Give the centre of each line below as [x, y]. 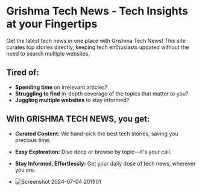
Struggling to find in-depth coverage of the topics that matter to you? [102, 93]
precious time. [33, 140]
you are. [25, 170]
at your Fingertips [52, 24]
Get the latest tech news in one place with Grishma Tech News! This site [96, 40]
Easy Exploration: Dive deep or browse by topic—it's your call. [93, 152]
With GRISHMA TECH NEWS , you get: [78, 119]
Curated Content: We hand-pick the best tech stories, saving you [96, 134]
